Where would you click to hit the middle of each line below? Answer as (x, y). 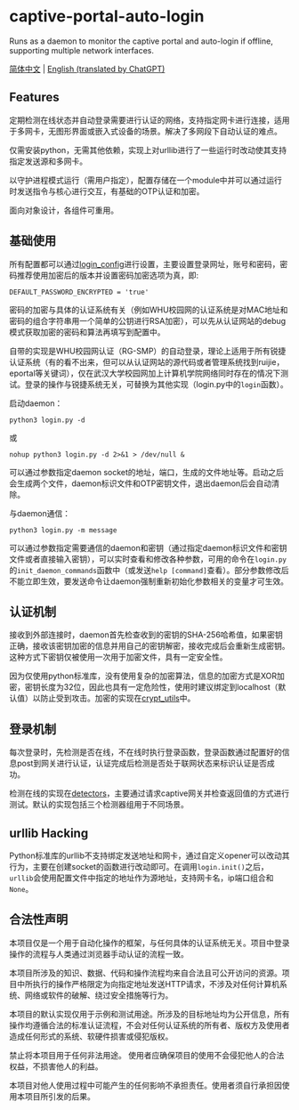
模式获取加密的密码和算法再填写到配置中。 (87, 332)
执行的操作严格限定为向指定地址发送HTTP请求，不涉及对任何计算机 (156, 984)
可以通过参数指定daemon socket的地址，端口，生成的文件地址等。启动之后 (147, 472)
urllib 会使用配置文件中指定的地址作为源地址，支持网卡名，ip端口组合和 (141, 878)
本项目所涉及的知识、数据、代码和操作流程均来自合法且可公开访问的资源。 (145, 973)
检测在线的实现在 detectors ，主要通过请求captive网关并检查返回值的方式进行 (149, 793)
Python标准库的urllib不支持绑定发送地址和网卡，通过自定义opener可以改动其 (149, 855)
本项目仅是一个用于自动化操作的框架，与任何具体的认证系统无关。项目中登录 (149, 943)
